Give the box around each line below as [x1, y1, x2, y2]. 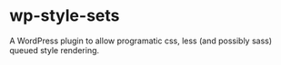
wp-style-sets [9, 5, 120, 26]
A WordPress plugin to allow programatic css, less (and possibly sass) [9, 35, 273, 46]
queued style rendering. [9, 44, 100, 55]
